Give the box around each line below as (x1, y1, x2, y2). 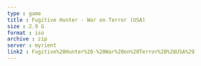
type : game (7, 10, 41, 17)
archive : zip (7, 36, 48, 43)
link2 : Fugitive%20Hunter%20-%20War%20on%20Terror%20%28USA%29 (7, 49, 195, 56)
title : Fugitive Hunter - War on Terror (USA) (7, 16, 146, 23)
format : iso (7, 29, 45, 36)
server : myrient (7, 42, 57, 49)
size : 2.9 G (7, 23, 45, 30)
